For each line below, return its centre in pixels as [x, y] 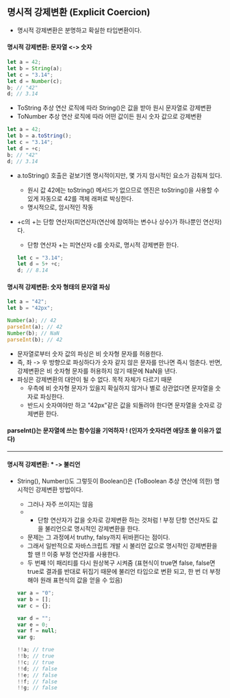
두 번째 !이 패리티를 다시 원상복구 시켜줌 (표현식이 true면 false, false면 [121, 563]
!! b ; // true [36, 656]
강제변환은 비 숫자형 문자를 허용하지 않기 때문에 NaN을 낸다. [97, 371]
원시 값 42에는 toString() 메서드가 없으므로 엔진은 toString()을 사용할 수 [123, 190]
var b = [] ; [34, 599]
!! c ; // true [36, 662]
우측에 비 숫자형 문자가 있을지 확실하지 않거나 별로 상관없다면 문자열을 [120, 388]
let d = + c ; [24, 148]
